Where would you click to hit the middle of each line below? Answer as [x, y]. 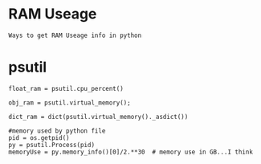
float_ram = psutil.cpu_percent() [66, 88]
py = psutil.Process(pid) [51, 145]
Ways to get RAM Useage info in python [75, 35]
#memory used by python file [57, 131]
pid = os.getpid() [39, 137]
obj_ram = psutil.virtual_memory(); [69, 102]
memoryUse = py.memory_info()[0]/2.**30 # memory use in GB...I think [130, 152]
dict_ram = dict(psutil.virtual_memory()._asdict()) [98, 117]
